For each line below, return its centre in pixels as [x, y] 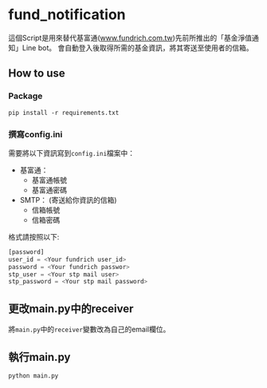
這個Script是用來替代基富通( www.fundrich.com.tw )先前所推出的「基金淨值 [130, 38]
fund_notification [67, 15]
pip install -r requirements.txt [64, 113]
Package [26, 96]
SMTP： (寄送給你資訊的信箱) [68, 200]
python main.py [33, 376]
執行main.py [39, 357]
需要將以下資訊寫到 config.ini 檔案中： [72, 152]
